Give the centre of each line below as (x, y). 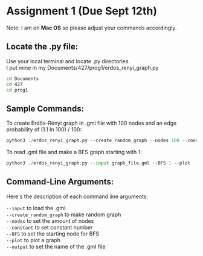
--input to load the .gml (36, 208)
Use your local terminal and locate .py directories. (68, 61)
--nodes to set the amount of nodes (50, 220)
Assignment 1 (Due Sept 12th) (82, 11)
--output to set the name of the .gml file (56, 246)
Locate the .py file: (42, 47)
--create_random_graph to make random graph (64, 214)
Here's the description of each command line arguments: (77, 196)
